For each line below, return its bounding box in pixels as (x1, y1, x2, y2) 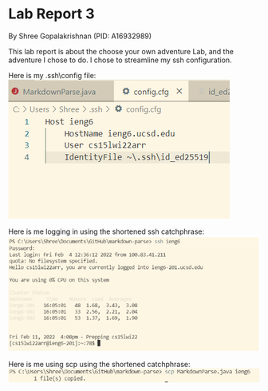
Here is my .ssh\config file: (8, 70, 97, 80)
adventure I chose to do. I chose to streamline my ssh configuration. (8, 55, 233, 65)
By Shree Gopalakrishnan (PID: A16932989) (8, 31, 152, 41)
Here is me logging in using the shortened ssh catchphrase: (8, 227, 205, 236)
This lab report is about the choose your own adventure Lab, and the (8, 46, 234, 56)
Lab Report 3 (8, 5, 95, 23)
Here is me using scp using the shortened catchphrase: (8, 359, 191, 369)
